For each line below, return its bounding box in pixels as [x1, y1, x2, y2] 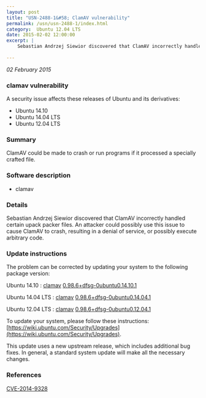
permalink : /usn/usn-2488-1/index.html [6, 20, 109, 26]
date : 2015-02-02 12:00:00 [6, 32, 75, 38]
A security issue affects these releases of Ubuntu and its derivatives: [6, 95, 180, 103]
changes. [6, 356, 30, 363]
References [6, 371, 42, 380]
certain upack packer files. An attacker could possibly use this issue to [6, 220, 185, 228]
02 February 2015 [6, 66, 51, 73]
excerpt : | [6, 37, 34, 44]
